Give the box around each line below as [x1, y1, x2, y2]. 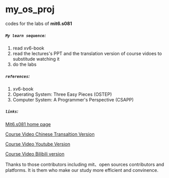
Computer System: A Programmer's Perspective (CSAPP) [12, 96, 134, 103]
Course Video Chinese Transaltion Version [5, 131, 95, 137]
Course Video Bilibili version [5, 150, 65, 157]
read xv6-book [12, 45, 45, 51]
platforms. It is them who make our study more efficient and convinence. [5, 167, 159, 173]
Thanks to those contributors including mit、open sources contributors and [5, 161, 164, 167]
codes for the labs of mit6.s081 [5, 20, 72, 27]
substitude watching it [12, 56, 60, 62]
